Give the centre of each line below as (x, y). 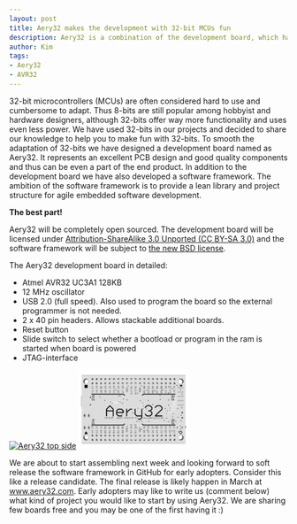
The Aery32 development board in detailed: (88, 265)
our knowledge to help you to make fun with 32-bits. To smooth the (132, 138)
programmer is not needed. (72, 311)
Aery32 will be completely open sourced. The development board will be (141, 229)
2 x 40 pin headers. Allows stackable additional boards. (123, 320)
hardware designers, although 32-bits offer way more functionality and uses (148, 119)
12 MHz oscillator (53, 291)
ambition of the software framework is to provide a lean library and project (145, 185)
